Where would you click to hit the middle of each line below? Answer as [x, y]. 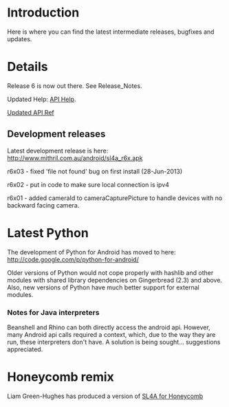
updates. [20, 38]
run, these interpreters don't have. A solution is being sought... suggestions [114, 342]
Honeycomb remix [61, 377]
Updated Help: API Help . [42, 99]
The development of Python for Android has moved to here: [91, 252]
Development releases [56, 134]
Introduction [43, 13]
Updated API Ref [31, 112]
